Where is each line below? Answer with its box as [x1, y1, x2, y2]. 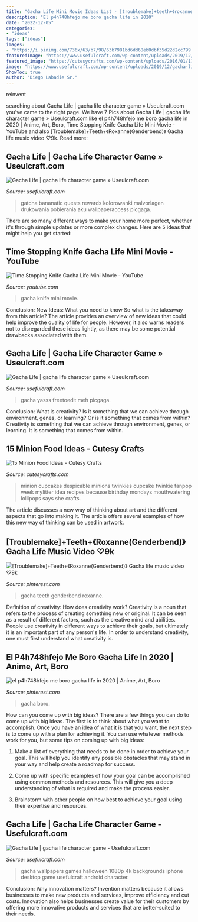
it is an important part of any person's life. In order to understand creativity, [6, 629, 189, 636]
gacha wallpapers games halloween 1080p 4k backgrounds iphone [20, 867, 183, 874]
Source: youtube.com [6, 283, 59, 290]
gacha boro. [20, 700, 50, 707]
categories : [6, 25, 35, 31]
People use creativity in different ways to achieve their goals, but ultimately [6, 622, 189, 630]
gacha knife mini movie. [20, 295, 78, 302]
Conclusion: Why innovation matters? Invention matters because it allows [6, 885, 184, 892]
